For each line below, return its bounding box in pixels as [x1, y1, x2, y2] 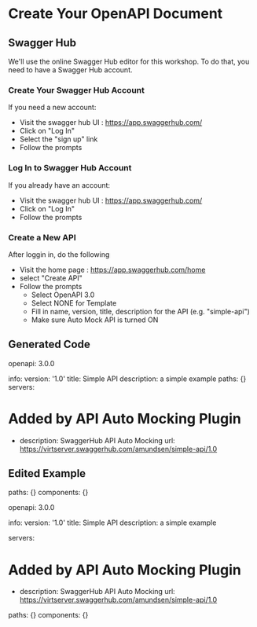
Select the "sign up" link [19, 134, 98, 144]
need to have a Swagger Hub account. [8, 65, 133, 75]
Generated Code [8, 338, 90, 351]
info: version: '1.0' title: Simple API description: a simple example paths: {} [8, 374, 247, 383]
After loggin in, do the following [8, 249, 110, 259]
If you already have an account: [8, 180, 111, 189]
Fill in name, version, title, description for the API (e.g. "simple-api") [31, 306, 250, 316]
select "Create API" [19, 273, 83, 283]
